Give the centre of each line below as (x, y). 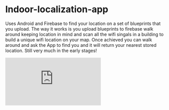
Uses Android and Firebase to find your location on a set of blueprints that (83, 23)
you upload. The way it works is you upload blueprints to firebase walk (79, 29)
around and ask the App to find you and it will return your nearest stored (81, 45)
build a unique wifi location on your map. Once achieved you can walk (79, 40)
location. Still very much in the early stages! (51, 50)
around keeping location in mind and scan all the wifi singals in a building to (84, 34)
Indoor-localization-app (57, 9)
